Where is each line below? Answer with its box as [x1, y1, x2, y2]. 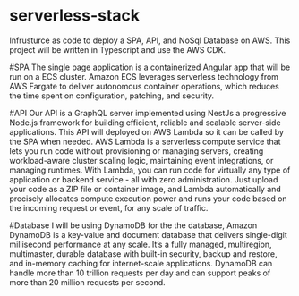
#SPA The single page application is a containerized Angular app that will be [9, 62, 291, 72]
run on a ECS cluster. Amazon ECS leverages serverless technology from [9, 71, 279, 81]
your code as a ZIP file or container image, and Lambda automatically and [9, 183, 282, 194]
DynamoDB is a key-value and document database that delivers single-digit [9, 229, 288, 240]
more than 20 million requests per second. [9, 276, 166, 287]
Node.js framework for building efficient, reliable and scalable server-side [9, 117, 281, 128]
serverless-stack [9, 5, 141, 26]
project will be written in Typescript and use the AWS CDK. [9, 44, 226, 55]
